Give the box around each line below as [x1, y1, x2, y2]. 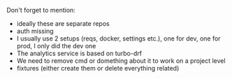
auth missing [16, 27, 54, 35]
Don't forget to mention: [6, 6, 76, 14]
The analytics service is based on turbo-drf [16, 49, 143, 57]
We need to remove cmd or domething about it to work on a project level [16, 57, 226, 65]
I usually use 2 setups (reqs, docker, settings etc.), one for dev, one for [16, 34, 221, 43]
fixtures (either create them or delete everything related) [16, 64, 180, 72]
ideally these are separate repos [16, 20, 110, 27]
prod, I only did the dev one [16, 42, 96, 50]
